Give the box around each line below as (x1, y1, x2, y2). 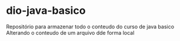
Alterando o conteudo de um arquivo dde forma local (6, 29, 135, 36)
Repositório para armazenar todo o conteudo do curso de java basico (6, 23, 175, 30)
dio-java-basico (6, 4, 86, 17)
